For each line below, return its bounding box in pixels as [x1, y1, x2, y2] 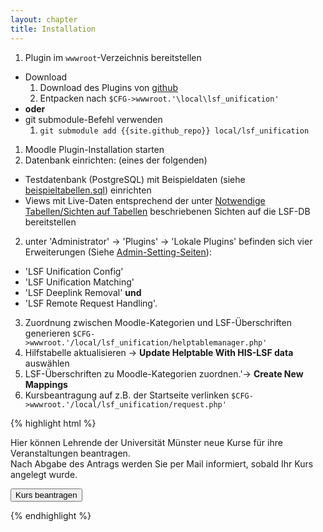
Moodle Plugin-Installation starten [24, 143, 165, 155]
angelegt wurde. [10, 468, 78, 480]
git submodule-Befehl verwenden [24, 113, 163, 125]
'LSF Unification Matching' [24, 276, 135, 288]
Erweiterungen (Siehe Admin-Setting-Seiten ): [24, 246, 212, 258]
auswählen [24, 357, 70, 369]
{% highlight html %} [10, 417, 97, 429]
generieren [24, 327, 71, 339]
